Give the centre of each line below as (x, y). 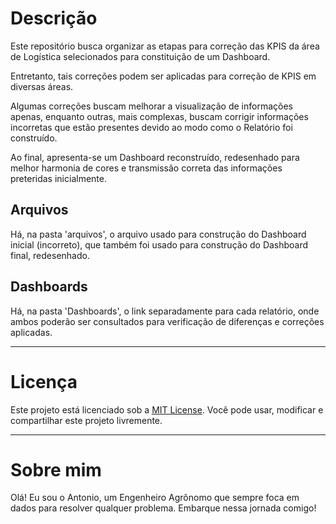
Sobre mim (56, 469)
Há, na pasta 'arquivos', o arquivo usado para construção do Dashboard (158, 234)
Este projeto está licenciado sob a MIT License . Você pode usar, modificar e (167, 409)
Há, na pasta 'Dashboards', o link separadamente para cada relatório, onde (165, 311)
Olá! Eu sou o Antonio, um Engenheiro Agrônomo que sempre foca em (155, 498)
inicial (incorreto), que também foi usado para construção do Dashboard (159, 244)
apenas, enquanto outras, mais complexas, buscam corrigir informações (159, 116)
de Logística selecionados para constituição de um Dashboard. (140, 56)
